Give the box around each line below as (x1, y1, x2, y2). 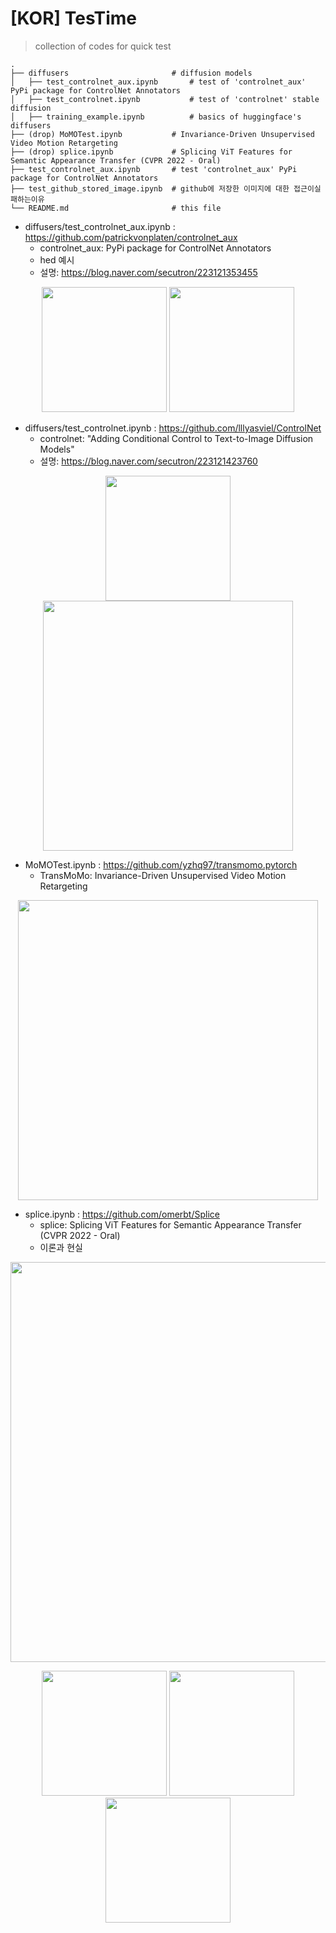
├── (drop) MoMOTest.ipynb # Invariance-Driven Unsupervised (10, 129, 315, 139)
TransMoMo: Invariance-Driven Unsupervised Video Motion (39, 869, 287, 881)
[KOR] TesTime (10, 7, 138, 30)
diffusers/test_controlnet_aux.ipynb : (24, 220, 176, 232)
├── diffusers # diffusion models (10, 68, 253, 78)
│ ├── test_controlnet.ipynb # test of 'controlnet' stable (10, 94, 320, 104)
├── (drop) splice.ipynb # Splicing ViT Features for (10, 147, 293, 157)
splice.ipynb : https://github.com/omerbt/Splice (24, 1208, 220, 1220)
